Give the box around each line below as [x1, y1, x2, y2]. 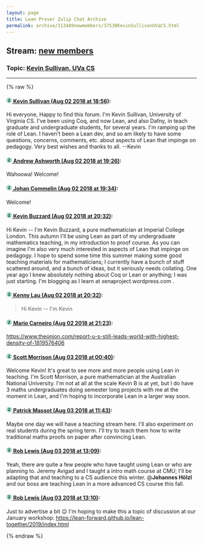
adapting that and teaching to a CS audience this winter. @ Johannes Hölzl [6, 474, 192, 481]
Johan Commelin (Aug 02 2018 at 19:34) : [13, 185, 119, 192]
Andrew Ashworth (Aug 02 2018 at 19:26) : [13, 157, 122, 165]
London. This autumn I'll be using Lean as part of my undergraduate [6, 232, 176, 240]
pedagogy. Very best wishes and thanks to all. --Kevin [6, 143, 141, 151]
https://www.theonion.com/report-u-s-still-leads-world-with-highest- [6, 333, 179, 340]
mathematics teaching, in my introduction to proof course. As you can [6, 239, 180, 246]
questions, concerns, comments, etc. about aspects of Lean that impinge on [6, 137, 196, 144]
